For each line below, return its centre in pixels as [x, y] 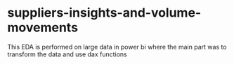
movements [43, 27]
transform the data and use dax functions [67, 54]
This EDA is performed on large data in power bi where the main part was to [117, 47]
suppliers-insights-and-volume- [104, 13]
